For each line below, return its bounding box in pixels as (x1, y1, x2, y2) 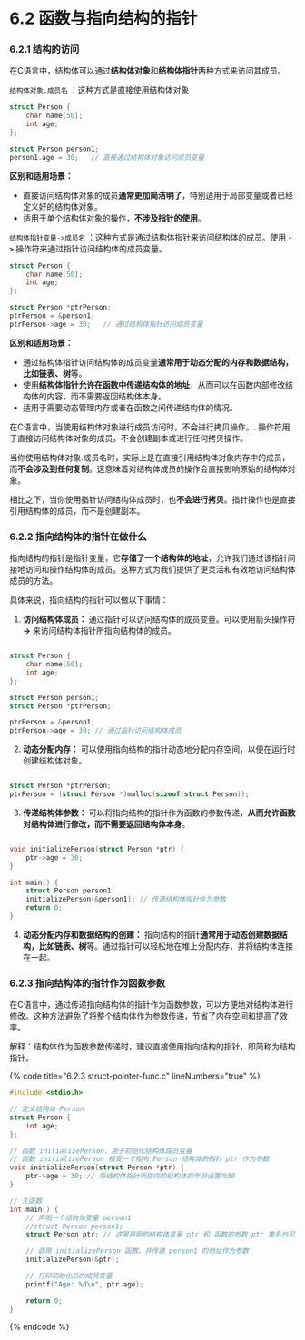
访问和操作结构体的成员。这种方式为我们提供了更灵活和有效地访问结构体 (25, 564, 296, 575)
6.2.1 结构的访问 (9, 43, 80, 55)
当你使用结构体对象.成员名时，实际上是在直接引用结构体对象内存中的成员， (9, 451, 290, 463)
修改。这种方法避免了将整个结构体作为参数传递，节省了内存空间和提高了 (9, 1010, 280, 1021)
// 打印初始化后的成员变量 (25, 1272, 113, 1281)
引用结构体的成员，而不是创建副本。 (9, 505, 145, 516)
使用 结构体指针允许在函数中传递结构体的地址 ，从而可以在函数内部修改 (22, 379, 286, 390)
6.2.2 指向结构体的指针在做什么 (9, 530, 147, 543)
